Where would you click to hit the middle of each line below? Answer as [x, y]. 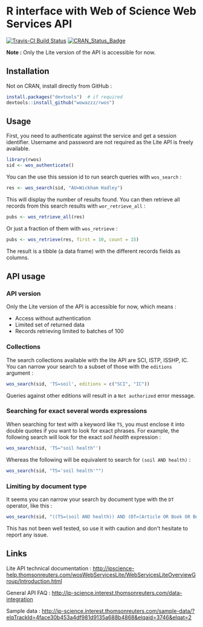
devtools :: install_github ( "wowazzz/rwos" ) [60, 103]
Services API [39, 24]
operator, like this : [29, 506]
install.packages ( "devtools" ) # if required [64, 97]
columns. [18, 257]
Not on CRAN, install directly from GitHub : [59, 86]
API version [24, 294]
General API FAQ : [28, 593]
